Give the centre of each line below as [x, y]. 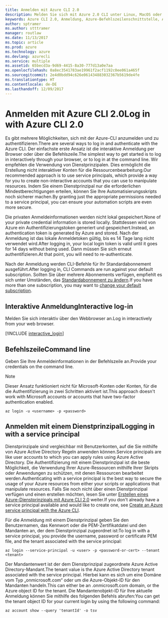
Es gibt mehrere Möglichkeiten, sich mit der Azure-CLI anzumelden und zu [82, 138]
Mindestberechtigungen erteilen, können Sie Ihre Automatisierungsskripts [81, 191]
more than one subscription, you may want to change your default [73, 285]
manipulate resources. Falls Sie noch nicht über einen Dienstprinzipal [76, 489]
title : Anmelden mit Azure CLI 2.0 [42, 10]
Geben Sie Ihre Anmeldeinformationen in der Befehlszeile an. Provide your [81, 362]
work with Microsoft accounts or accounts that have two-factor [70, 397]
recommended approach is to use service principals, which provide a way [81, 175]
